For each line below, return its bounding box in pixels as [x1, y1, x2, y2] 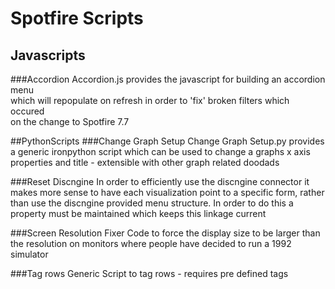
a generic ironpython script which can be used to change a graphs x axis [10, 146, 311, 157]
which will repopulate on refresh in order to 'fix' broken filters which [10, 95, 290, 106]
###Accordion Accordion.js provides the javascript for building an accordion [10, 73, 326, 85]
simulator [10, 248, 49, 260]
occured [10, 105, 45, 117]
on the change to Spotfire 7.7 [10, 116, 130, 127]
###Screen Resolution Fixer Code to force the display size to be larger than [10, 227, 321, 239]
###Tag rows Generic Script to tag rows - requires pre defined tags [10, 268, 289, 279]
